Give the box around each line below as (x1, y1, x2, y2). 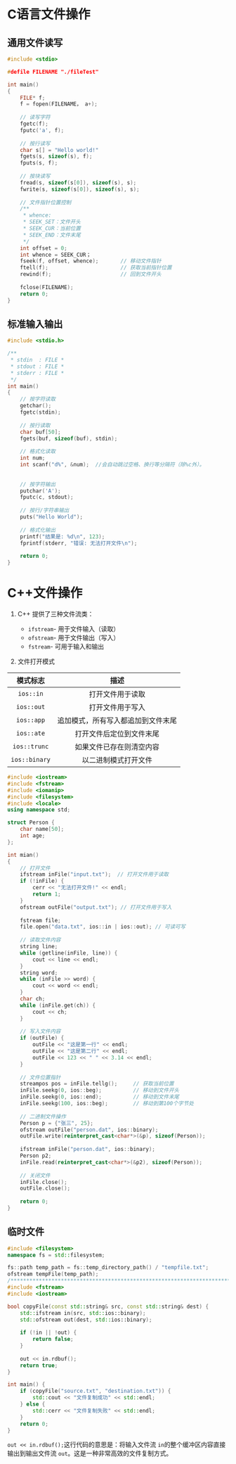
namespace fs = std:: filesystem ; (7, 1252, 105, 1259)
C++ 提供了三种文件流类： (17, 610, 94, 618)
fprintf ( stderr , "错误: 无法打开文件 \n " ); (20, 540, 138, 547)
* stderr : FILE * (10, 369, 65, 376)
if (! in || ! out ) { (20, 1329, 77, 1337)
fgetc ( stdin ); (20, 409, 61, 416)
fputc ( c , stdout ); (20, 494, 74, 501)
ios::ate (16, 730, 46, 737)
